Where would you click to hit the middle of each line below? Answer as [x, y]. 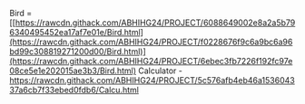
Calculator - [160, 71]
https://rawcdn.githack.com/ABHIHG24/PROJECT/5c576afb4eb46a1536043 [152, 80]
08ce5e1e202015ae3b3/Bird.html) [73, 71]
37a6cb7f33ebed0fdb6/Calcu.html [74, 90]
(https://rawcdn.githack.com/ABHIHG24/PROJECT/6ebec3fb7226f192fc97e [151, 61]
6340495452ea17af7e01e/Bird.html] [76, 32]
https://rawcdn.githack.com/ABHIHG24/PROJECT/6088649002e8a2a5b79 [155, 23]
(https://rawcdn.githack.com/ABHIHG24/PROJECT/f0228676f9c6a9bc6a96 [151, 42]
